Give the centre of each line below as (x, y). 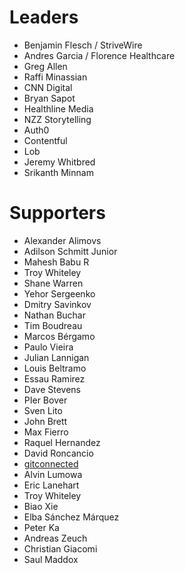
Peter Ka (41, 527)
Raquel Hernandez (62, 442)
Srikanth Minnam (58, 172)
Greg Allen (45, 66)
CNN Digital (48, 87)
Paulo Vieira (48, 347)
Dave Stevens (52, 389)
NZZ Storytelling (57, 119)
